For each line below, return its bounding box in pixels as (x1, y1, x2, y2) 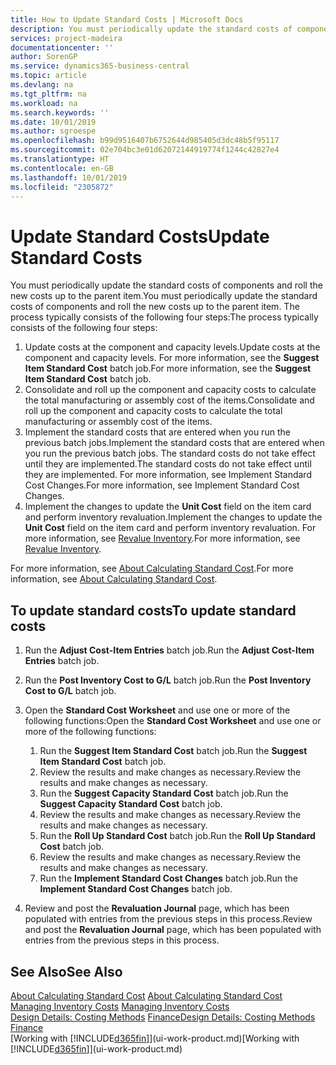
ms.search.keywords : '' (10, 107, 110, 118)
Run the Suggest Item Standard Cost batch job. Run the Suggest (39, 745, 308, 757)
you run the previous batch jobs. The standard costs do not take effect (24, 447, 316, 460)
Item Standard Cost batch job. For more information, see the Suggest (24, 362, 312, 375)
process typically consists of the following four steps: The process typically (10, 311, 319, 323)
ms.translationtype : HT (10, 154, 110, 164)
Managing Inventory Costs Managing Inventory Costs (10, 1000, 230, 1012)
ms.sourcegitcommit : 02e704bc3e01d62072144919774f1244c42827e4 (10, 145, 280, 155)
